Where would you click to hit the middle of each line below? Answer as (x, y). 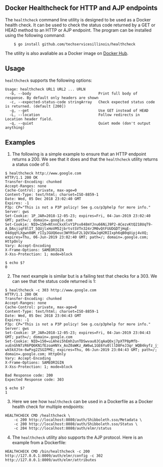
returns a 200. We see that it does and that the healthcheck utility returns (85, 159)
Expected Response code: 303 (34, 380)
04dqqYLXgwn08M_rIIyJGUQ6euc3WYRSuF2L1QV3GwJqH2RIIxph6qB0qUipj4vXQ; (77, 233)
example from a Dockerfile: (39, 443)
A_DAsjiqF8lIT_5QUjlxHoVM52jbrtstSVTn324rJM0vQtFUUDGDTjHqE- (68, 229)
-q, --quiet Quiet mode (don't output (80, 123)
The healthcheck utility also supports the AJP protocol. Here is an (77, 437)
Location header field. (29, 119)
